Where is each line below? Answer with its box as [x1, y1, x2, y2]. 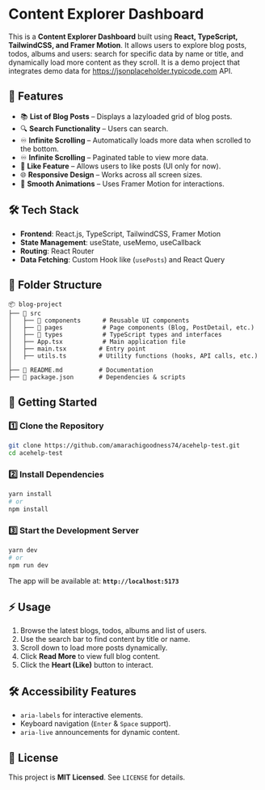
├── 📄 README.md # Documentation [8, 366, 154, 375]
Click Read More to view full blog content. [19, 652, 161, 661]
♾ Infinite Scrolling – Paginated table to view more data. [19, 152, 208, 162]
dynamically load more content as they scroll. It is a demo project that [8, 57, 241, 67]
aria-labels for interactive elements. [19, 710, 144, 720]
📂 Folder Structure [8, 278, 103, 291]
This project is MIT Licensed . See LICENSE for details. [8, 772, 186, 782]
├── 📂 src [8, 309, 42, 318]
